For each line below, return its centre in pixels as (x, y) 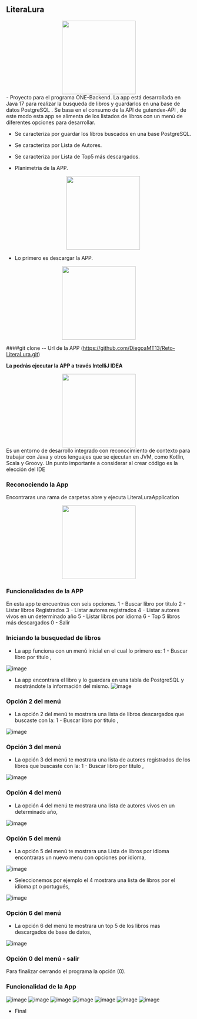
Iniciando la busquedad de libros (54, 638)
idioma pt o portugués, (42, 886)
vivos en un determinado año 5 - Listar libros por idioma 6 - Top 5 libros (93, 616)
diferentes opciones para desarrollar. (51, 122)
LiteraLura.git (22, 354)
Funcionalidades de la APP (45, 592)
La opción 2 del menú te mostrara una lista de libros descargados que (99, 714)
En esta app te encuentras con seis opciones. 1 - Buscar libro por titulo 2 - (96, 604)
